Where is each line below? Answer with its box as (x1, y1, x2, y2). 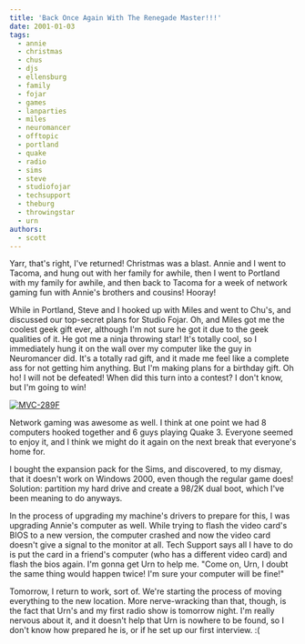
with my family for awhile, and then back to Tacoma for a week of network (9, 277, 289, 288)
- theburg (17, 199, 55, 209)
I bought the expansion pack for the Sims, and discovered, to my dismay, (9, 464, 283, 475)
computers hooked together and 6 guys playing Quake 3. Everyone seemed (9, 427, 293, 438)
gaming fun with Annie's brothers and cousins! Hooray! (9, 287, 217, 298)
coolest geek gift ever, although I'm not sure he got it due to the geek (9, 324, 269, 335)
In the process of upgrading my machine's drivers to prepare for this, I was (9, 510, 290, 521)
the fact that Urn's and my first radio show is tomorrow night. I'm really (9, 606, 275, 617)
